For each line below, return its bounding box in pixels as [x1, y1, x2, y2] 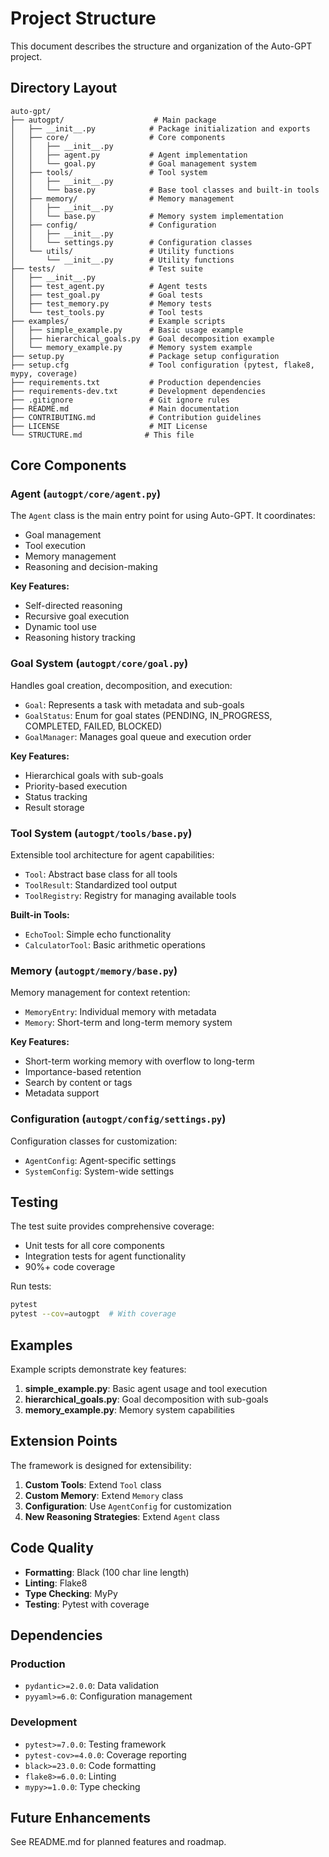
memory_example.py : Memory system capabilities [24, 1404, 235, 1416]
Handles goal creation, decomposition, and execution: [10, 679, 233, 691]
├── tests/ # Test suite [10, 263, 203, 274]
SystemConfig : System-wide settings [24, 1165, 175, 1177]
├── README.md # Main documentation [10, 403, 240, 414]
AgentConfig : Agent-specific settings [24, 1154, 177, 1166]
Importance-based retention [24, 1066, 142, 1078]
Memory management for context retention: [10, 987, 191, 999]
